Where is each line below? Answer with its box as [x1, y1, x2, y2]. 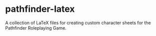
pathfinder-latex [5, 3, 75, 15]
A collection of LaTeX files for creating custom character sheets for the [5, 20, 151, 26]
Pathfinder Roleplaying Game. [5, 25, 66, 31]
